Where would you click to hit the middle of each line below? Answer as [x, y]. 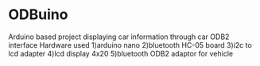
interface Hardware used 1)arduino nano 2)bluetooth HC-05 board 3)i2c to [130, 45]
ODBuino [38, 15]
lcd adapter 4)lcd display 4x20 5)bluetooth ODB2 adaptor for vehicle [120, 53]
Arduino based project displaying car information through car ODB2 [119, 37]
